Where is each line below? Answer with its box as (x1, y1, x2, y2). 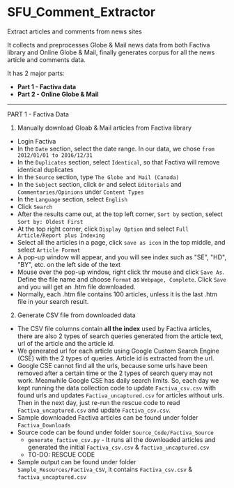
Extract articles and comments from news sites (7, 27, 143, 36)
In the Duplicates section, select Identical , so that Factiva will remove (17, 158, 220, 166)
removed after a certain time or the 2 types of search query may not (17, 369, 213, 377)
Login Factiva (17, 137, 56, 145)
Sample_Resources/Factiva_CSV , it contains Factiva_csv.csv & (17, 465, 193, 473)
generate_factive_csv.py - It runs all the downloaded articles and (27, 435, 216, 443)
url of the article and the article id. (17, 339, 115, 347)
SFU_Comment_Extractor (7, 4, 155, 20)
